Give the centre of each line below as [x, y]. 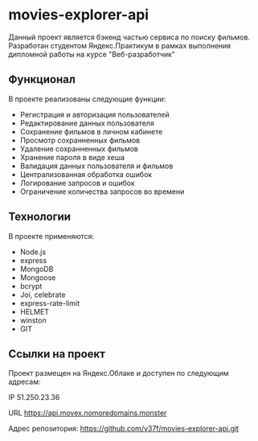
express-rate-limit [50, 303]
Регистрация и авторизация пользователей [95, 114]
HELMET [35, 311]
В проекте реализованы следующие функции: [87, 99]
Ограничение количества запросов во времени [102, 192]
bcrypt [31, 286]
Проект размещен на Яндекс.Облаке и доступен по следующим [119, 373]
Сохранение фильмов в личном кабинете [91, 131]
